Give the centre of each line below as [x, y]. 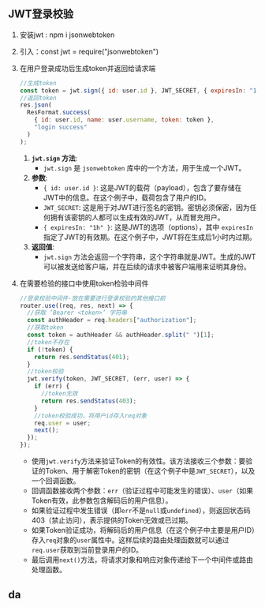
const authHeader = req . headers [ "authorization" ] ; [112, 320]
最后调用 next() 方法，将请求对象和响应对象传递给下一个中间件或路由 [142, 560]
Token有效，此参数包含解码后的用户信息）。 [102, 500]
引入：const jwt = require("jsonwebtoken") [89, 51]
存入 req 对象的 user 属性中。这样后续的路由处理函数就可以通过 [130, 540]
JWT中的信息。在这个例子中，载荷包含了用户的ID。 [127, 197]
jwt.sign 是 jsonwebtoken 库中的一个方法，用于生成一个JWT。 [144, 167]
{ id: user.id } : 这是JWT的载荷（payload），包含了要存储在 [142, 187]
